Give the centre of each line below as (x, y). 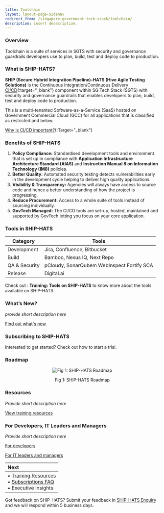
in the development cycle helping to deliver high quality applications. (81, 180)
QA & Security (24, 265)
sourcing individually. (34, 205)
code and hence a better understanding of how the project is (73, 190)
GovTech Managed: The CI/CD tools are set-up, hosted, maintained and (85, 211)
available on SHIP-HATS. (30, 291)
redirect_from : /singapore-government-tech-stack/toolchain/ (69, 19)
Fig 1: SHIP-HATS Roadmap (82, 380)
